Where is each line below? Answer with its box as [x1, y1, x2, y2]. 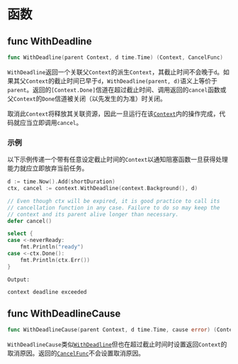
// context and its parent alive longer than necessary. [7, 211, 179, 218]
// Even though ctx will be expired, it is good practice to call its [7, 197, 220, 204]
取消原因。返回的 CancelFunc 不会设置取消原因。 [7, 349, 145, 358]
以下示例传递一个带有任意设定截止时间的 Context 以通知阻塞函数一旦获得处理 [7, 155, 229, 164]
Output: [7, 276, 30, 283]
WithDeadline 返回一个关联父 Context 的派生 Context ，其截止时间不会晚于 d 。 [7, 67, 224, 76]
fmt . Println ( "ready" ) [20, 243, 84, 250]
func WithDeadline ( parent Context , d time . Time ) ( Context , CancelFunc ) [7, 54, 223, 61]
